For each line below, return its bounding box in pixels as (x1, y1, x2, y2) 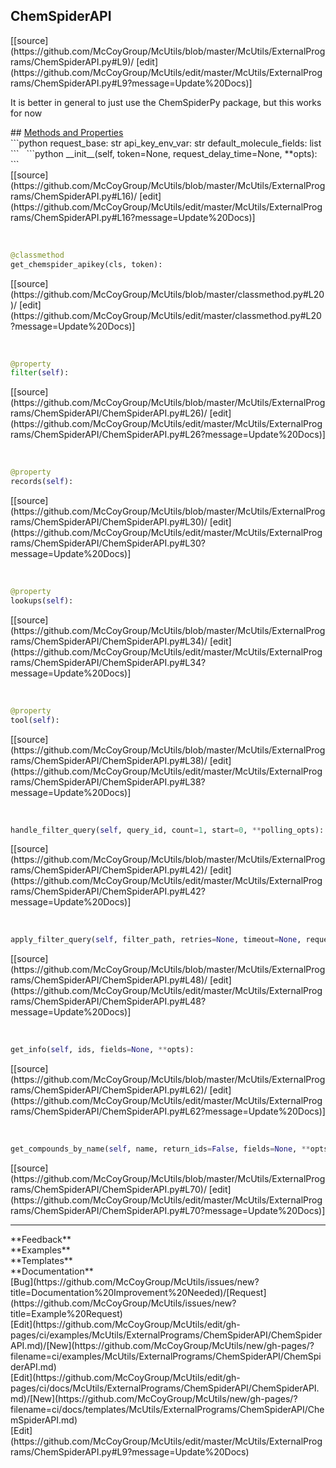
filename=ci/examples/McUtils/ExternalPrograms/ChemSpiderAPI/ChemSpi (10, 1350, 322, 1363)
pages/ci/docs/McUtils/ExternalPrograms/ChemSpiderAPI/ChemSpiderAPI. (10, 1382, 320, 1394)
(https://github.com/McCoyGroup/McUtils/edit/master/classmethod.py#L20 (10, 309, 322, 321)
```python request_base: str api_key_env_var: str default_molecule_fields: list (10, 137, 322, 149)
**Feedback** (10, 1234, 72, 1246)
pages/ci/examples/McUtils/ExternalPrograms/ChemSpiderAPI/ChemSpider (10, 1329, 323, 1341)
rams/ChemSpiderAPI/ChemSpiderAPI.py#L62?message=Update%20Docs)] (10, 1105, 326, 1118)
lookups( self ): (10, 595, 74, 606)
